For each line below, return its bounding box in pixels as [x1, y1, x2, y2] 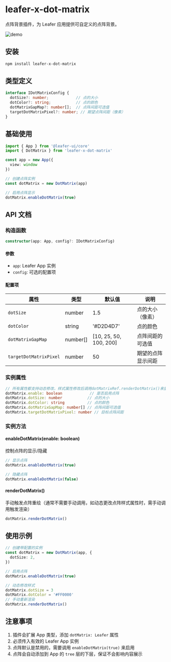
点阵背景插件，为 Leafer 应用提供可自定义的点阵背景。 [5, 21, 120, 27]
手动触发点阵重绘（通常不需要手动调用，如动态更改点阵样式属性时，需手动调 [5, 499, 166, 506]
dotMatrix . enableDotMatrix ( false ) [5, 476, 79, 482]
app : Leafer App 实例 [12, 263, 56, 269]
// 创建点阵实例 [5, 176, 35, 181]
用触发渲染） [5, 506, 32, 512]
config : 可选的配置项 [12, 269, 56, 275]
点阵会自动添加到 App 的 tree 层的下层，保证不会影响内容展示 [12, 651, 142, 657]
